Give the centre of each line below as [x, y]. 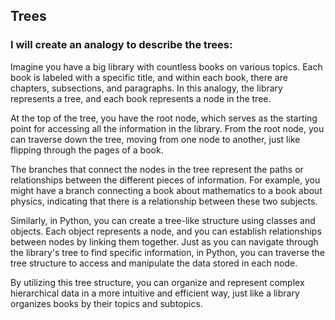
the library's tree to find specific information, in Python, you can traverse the [167, 252]
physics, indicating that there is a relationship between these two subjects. [164, 201]
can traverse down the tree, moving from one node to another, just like [155, 139]
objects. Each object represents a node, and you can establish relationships [166, 231]
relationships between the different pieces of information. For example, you [165, 180]
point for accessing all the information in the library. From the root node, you [167, 128]
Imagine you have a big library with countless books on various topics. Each [166, 66]
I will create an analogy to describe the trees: [121, 45]
